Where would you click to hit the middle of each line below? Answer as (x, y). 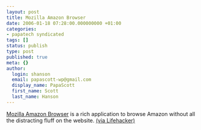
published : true (27, 57)
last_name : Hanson (35, 97)
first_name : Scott (35, 91)
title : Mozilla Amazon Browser (46, 18)
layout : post (23, 12)
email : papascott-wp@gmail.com (52, 80)
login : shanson (31, 74)
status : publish (27, 46)
